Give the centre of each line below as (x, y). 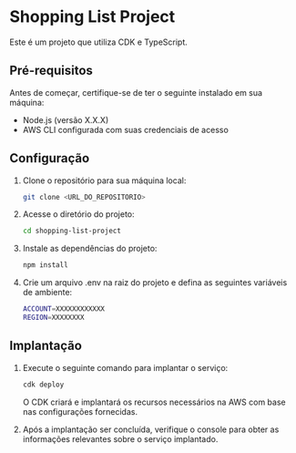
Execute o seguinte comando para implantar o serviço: (125, 367)
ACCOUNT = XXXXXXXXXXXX (63, 309)
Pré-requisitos (51, 71)
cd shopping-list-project (71, 231)
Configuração (50, 158)
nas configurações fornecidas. (80, 411)
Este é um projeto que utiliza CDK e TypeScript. (99, 42)
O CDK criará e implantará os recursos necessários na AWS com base (154, 402)
